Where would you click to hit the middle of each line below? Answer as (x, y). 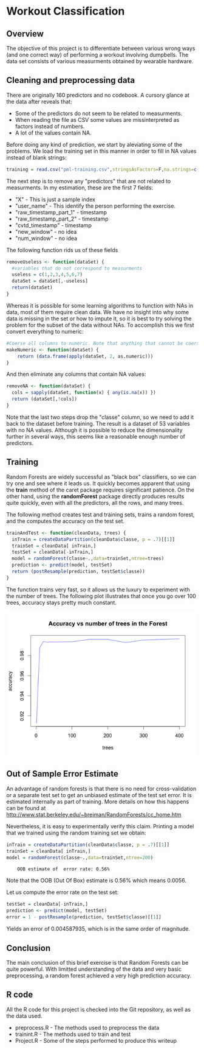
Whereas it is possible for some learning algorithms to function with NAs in (100, 305)
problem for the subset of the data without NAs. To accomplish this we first (100, 325)
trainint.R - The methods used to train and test (73, 1034)
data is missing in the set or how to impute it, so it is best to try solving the (99, 319)
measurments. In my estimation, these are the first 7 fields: (80, 188)
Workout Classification (66, 11)
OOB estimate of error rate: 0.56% (64, 869)
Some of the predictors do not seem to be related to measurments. (99, 113)
